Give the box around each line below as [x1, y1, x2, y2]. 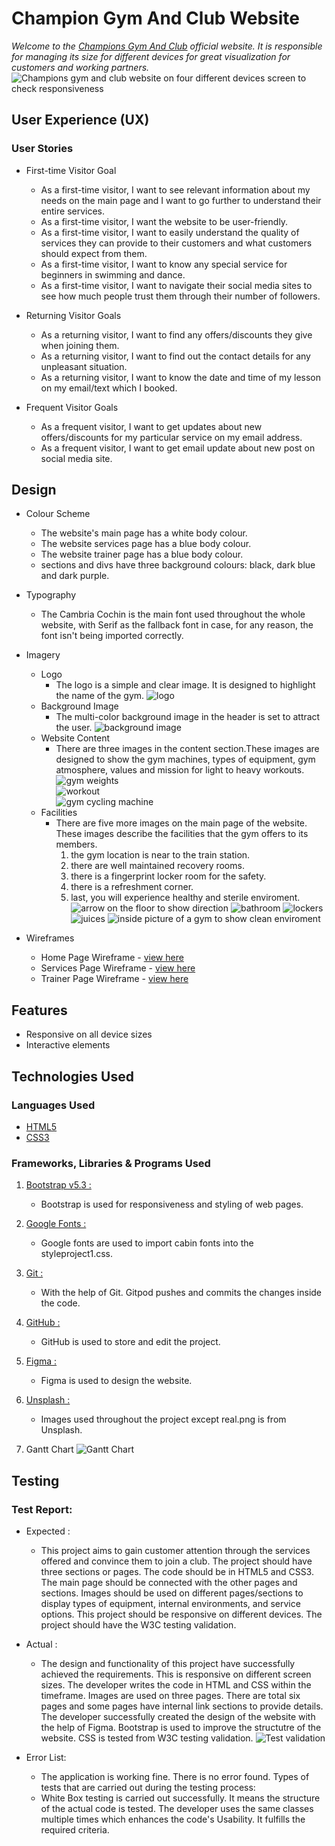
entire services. [40, 205, 106, 217]
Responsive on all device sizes [25, 1028, 153, 1041]
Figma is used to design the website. [40, 1375, 193, 1387]
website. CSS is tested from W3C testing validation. [40, 1732, 254, 1744]
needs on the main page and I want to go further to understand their [40, 194, 322, 206]
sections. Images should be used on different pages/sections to [40, 1587, 304, 1599]
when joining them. [40, 339, 120, 351]
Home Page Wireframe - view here [40, 952, 184, 964]
